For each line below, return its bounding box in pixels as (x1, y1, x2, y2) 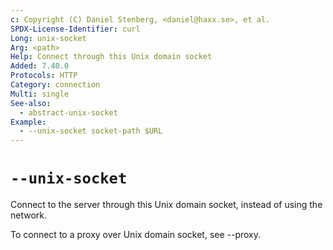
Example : (10, 117, 47, 127)
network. (10, 209, 48, 221)
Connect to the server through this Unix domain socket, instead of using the (10, 199, 323, 211)
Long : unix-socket (10, 33, 87, 43)
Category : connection (10, 80, 101, 90)
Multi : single (10, 89, 70, 99)
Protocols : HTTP (10, 71, 78, 81)
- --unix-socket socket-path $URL (19, 126, 163, 136)
